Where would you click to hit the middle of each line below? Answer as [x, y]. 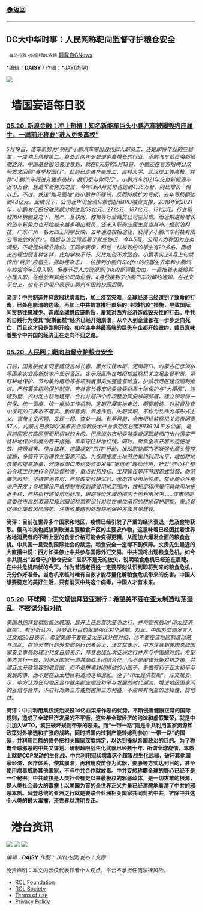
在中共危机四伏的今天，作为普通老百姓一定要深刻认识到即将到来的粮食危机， [101, 567]
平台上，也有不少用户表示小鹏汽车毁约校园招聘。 [67, 285]
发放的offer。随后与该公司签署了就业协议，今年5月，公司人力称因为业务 [105, 239]
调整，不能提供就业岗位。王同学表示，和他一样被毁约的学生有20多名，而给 [99, 247]
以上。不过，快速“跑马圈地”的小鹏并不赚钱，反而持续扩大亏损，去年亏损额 [98, 194]
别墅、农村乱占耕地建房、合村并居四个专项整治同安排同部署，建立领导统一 [103, 396]
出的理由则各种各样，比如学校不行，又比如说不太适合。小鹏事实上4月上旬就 [100, 255]
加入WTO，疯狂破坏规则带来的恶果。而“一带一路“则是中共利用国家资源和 [102, 726]
